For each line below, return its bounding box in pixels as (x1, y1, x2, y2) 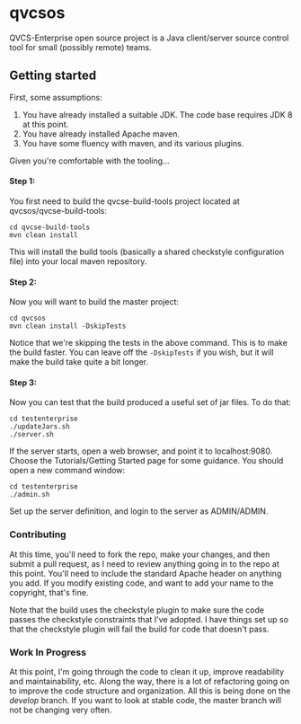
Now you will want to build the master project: (9, 296, 180, 307)
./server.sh (9, 430, 54, 439)
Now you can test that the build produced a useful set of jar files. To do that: (9, 397, 292, 408)
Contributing (9, 528, 66, 541)
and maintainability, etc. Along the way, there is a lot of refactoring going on (9, 675, 290, 686)
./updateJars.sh (9, 422, 70, 431)
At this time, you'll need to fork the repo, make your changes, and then (9, 549, 270, 560)
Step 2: (9, 277, 38, 287)
